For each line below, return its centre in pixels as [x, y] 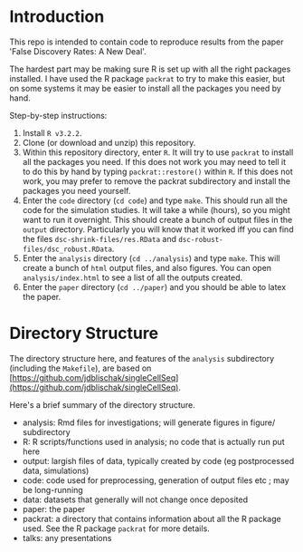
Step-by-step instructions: [58, 115]
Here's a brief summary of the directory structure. [103, 404]
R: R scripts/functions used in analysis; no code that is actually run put [153, 441]
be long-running [52, 489]
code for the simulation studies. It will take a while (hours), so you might [156, 209]
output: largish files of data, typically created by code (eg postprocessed [158, 460]
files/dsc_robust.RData [67, 249]
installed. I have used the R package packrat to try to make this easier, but [147, 78]
